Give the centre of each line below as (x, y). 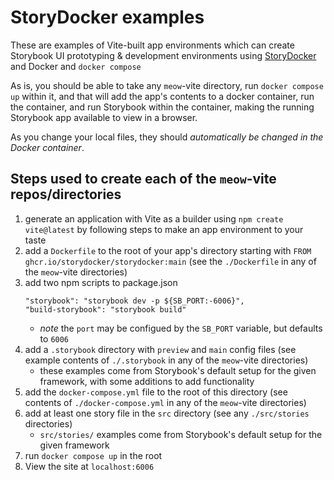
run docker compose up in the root (93, 455)
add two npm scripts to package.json (101, 282)
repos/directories (66, 194)
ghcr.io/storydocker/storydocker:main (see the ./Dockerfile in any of (170, 261)
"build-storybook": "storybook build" (105, 309)
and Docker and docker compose (76, 66)
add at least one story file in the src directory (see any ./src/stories (167, 413)
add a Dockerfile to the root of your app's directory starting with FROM (168, 250)
